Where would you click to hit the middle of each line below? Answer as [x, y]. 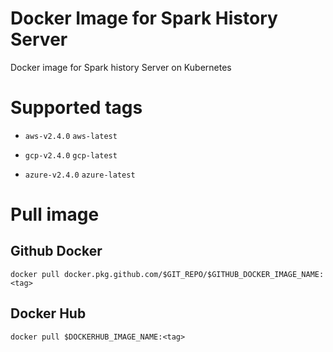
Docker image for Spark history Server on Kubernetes [121, 67]
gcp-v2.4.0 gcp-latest [71, 155]
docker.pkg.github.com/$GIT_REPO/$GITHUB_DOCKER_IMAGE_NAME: [194, 274]
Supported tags [76, 108]
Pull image [55, 214]
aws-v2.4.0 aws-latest [71, 136]
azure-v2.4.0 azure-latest [80, 175]
